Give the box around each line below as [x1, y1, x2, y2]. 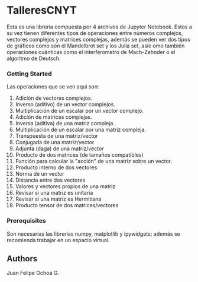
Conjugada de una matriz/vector [15, 139, 95, 146]
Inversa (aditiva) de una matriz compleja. [15, 120, 115, 127]
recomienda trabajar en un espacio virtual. [7, 236, 110, 243]
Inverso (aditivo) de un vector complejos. [15, 101, 116, 108]
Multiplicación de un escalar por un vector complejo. [15, 107, 144, 115]
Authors [7, 254, 38, 264]
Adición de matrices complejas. [15, 113, 92, 121]
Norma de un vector [15, 170, 64, 178]
